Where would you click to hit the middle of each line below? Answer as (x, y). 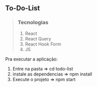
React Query (38, 38)
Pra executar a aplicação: (31, 59)
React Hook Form (43, 44)
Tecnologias (33, 22)
